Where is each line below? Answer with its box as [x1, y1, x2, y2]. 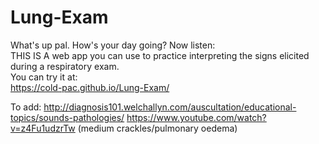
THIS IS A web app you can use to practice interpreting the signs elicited [10, 49, 310, 61]
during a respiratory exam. [10, 60, 120, 72]
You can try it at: [10, 71, 78, 83]
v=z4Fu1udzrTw [10, 122, 76, 134]
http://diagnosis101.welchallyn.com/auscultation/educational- [43, 101, 297, 113]
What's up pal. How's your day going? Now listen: [10, 39, 216, 51]
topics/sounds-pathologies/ [10, 111, 125, 123]
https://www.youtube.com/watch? [126, 111, 267, 123]
